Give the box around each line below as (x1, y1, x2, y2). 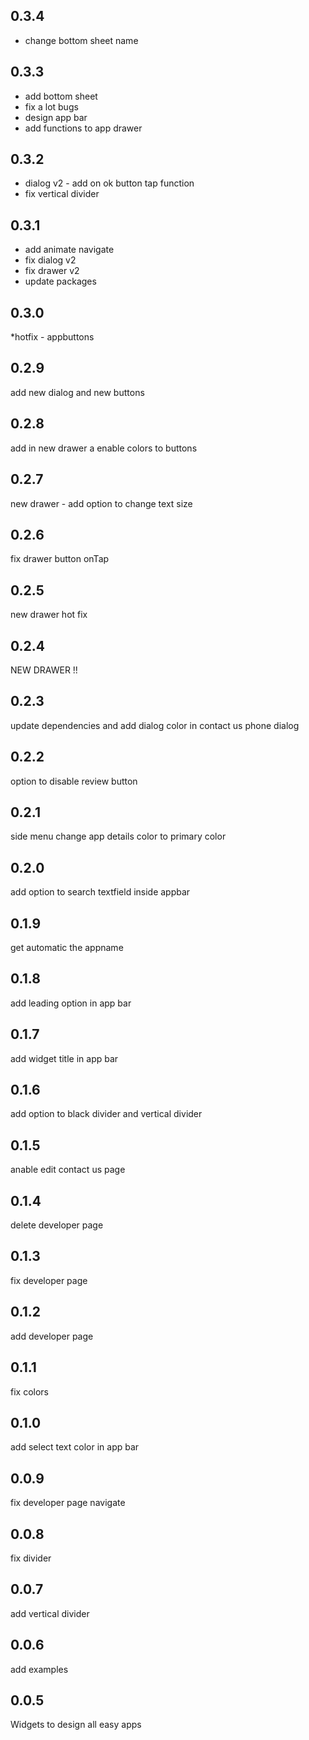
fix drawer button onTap (10, 553, 110, 565)
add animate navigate (24, 244, 115, 256)
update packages (24, 275, 97, 288)
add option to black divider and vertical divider (10, 1108, 203, 1120)
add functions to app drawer (24, 122, 143, 134)
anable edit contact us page (10, 1164, 126, 1176)
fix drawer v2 (24, 265, 80, 277)
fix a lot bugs (24, 100, 79, 113)
